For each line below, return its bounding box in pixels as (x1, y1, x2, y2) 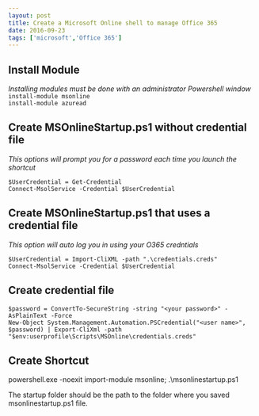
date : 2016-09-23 (8, 26, 66, 34)
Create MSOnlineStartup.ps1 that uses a (8, 207, 211, 220)
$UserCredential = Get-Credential (8, 177, 123, 186)
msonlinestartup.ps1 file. (8, 399, 89, 408)
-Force (50, 311, 73, 319)
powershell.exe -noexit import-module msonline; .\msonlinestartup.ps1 (8, 375, 239, 384)
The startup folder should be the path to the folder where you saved (8, 390, 230, 400)
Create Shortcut (8, 353, 90, 367)
